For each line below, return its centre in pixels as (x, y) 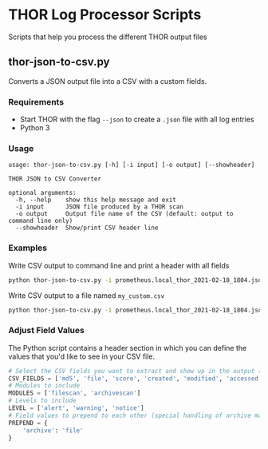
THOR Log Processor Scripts (105, 15)
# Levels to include (43, 401)
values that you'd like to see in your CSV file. (82, 356)
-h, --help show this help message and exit (96, 200)
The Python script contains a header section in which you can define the (128, 348)
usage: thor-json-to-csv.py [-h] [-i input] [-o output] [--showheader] (132, 165)
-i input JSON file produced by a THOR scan (99, 207)
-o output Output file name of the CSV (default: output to (124, 214)
